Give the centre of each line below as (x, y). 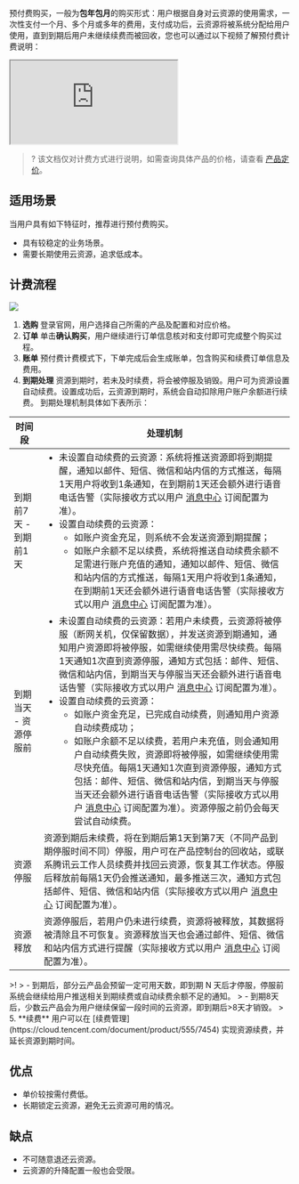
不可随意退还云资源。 (61, 1159)
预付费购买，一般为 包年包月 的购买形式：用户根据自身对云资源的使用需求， (145, 13)
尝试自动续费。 (105, 821)
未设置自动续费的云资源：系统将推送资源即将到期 (162, 457)
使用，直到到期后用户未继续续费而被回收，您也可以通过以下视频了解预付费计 (149, 35)
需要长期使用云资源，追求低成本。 (85, 254)
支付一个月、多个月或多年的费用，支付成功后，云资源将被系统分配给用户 (157, 24)
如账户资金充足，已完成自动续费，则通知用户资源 (177, 714)
